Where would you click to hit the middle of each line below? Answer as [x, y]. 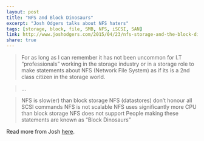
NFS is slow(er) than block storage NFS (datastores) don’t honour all [107, 100]
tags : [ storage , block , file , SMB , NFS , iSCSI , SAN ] [74, 29]
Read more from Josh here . [40, 132]
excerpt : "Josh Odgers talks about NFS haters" [68, 23]
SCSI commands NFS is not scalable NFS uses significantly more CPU [109, 107]
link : [13, 35]
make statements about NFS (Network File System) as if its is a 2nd [105, 70]
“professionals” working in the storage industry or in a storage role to [107, 64]
